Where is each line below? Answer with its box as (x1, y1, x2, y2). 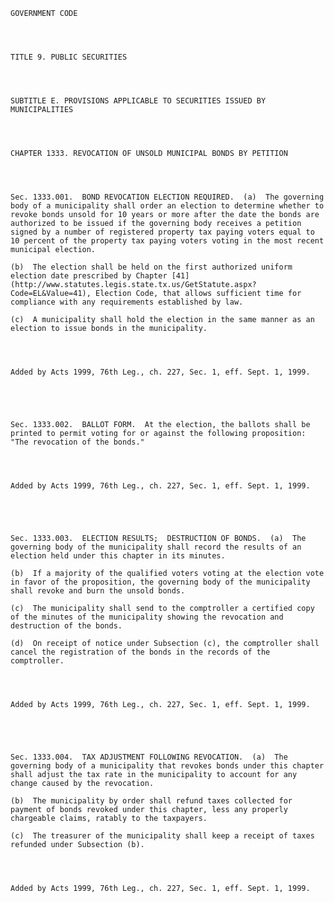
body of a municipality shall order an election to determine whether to (10, 201, 325, 211)
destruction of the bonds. (10, 621, 123, 631)
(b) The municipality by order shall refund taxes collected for (10, 796, 293, 806)
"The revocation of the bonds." (10, 437, 145, 447)
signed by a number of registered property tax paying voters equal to (10, 227, 315, 237)
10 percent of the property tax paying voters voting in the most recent (10, 236, 325, 246)
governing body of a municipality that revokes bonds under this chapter (10, 761, 325, 771)
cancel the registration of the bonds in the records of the (10, 647, 271, 657)
